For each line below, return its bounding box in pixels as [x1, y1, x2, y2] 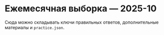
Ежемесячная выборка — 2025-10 [5, 3, 157, 14]
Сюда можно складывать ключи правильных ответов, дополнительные [5, 19, 159, 25]
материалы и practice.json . [5, 24, 65, 30]
